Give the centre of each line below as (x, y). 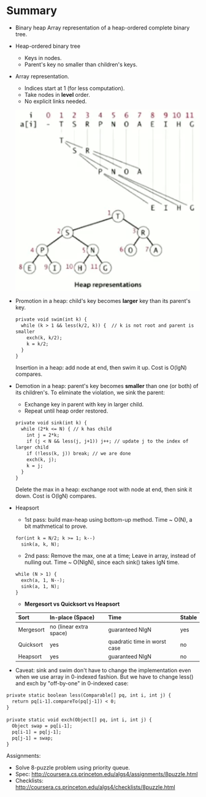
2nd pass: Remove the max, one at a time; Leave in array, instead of (110, 555)
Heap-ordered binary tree (48, 46)
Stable (189, 617)
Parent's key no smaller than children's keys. (81, 64)
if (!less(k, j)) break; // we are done (79, 453)
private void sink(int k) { (51, 423)
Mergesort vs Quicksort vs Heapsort (72, 604)
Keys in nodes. (43, 58)
